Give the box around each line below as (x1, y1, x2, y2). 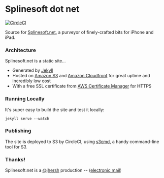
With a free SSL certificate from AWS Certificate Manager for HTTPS (12, 83, 152, 89)
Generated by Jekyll (12, 67, 53, 73)
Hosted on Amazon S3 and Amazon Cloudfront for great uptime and (12, 73, 150, 79)
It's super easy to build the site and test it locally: (5, 107, 104, 113)
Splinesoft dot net (5, 3, 80, 15)
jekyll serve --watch (5, 116, 50, 121)
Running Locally (5, 95, 45, 102)
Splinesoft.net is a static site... (5, 58, 66, 64)
